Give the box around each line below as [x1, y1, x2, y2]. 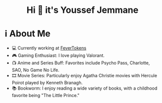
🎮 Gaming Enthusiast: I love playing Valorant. [11, 52, 105, 58]
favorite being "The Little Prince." [11, 93, 80, 99]
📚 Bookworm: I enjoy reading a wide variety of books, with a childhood [11, 85, 158, 91]
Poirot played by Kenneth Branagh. [11, 80, 83, 86]
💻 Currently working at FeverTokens [11, 45, 87, 51]
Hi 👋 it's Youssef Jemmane [26, 4, 139, 16]
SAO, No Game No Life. [11, 67, 60, 73]
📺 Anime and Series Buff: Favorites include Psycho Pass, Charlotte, [11, 60, 150, 66]
